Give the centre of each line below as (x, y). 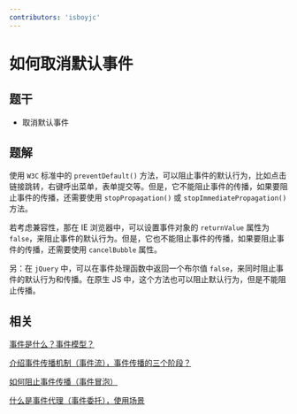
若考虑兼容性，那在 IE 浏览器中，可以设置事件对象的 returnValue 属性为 (139, 227)
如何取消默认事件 (72, 64)
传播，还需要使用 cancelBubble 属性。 (93, 249)
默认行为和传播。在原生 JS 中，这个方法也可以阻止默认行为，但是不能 (151, 280)
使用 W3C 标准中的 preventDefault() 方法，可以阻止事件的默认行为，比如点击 (148, 176)
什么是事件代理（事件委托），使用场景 (77, 401)
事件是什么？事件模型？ (52, 344)
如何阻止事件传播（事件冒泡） (63, 382)
